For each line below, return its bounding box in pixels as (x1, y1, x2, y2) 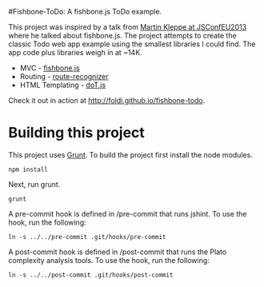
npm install (8, 165, 48, 173)
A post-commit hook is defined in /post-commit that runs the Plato (8, 247, 227, 257)
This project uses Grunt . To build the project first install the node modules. (8, 149, 254, 159)
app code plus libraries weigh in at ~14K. (8, 48, 142, 57)
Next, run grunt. (8, 179, 61, 189)
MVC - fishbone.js (19, 63, 80, 73)
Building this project (8, 124, 146, 142)
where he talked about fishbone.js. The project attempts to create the (8, 31, 238, 40)
